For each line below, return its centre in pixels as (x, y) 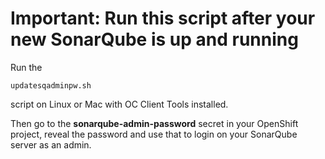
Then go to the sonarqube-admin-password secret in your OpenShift (154, 123)
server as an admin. (51, 144)
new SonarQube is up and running (154, 39)
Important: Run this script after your (163, 18)
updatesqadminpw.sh (51, 85)
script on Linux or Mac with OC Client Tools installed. (119, 104)
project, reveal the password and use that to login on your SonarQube (154, 134)
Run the (26, 67)
